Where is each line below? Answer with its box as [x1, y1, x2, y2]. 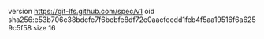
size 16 [33, 23, 56, 32]
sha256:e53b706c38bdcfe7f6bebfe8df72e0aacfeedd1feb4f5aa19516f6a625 [8, 15, 256, 24]
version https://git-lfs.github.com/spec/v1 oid [8, 7, 155, 16]
